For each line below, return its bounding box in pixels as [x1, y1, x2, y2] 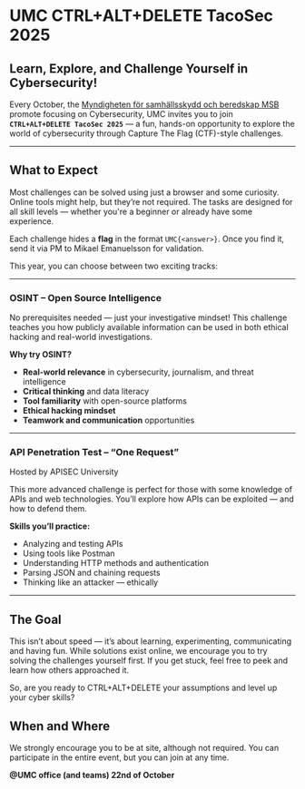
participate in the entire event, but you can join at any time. [9, 752, 230, 763]
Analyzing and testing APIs [22, 539, 123, 550]
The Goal [9, 611, 62, 627]
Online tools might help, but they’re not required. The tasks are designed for [9, 196, 293, 207]
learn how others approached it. [9, 665, 130, 676]
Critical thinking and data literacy [22, 386, 150, 397]
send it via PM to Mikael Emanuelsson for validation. [9, 242, 204, 254]
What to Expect [9, 162, 98, 178]
